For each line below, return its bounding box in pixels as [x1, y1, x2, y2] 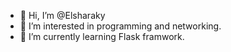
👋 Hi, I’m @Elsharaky [19, 10, 106, 21]
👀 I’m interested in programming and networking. [19, 20, 222, 32]
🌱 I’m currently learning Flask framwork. [19, 31, 185, 42]
